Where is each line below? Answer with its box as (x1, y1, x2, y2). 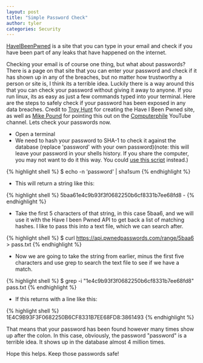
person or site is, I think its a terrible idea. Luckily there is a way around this (6, 80, 195, 87)
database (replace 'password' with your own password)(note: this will (15, 143, 190, 151)
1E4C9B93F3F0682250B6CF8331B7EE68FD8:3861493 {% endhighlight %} (6, 314, 195, 321)
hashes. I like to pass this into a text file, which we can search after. (15, 223, 184, 230)
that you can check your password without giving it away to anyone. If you (6, 86, 192, 94)
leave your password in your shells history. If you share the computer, (15, 150, 189, 157)
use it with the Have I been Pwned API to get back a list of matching (15, 216, 185, 223)
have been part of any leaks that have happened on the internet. (6, 49, 167, 56)
